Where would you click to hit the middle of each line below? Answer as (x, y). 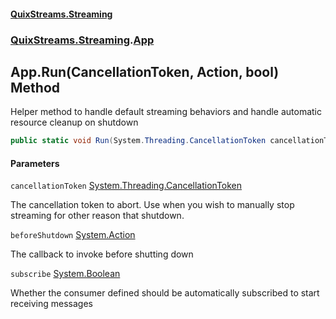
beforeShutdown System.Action (73, 235)
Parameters (35, 163)
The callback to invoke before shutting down (102, 254)
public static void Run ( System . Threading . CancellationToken (138, 141)
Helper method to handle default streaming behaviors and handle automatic (166, 112)
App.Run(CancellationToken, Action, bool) (145, 71)
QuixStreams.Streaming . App (82, 40)
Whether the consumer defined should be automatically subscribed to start (165, 293)
